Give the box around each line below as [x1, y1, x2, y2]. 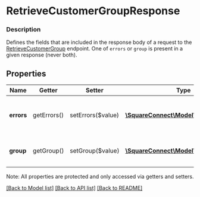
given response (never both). [6, 52, 77, 59]
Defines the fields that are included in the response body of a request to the [6, 39, 192, 46]
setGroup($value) [70, 147, 120, 155]
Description [6, 26, 41, 34]
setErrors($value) [70, 111, 120, 119]
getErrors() [32, 111, 64, 119]
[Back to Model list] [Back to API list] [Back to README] [6, 185, 143, 192]
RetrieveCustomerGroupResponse [6, 4, 180, 18]
